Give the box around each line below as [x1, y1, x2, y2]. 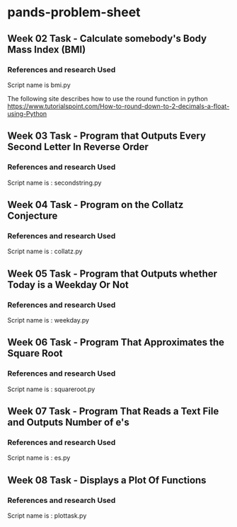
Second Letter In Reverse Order [7, 141, 149, 153]
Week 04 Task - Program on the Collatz [7, 199, 184, 211]
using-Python [7, 109, 47, 117]
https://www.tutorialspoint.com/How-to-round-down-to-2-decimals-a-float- [7, 102, 230, 110]
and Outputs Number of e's [7, 417, 129, 429]
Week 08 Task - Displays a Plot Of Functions [7, 474, 207, 486]
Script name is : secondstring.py [7, 178, 102, 187]
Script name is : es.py [7, 453, 71, 462]
